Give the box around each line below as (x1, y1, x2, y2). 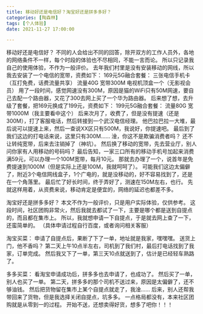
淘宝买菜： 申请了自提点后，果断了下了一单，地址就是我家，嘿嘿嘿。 (6, 235, 178, 242)
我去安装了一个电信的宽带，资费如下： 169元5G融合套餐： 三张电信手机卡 (6, 71, 190, 79)
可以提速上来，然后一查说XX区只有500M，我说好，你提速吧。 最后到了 (16, 125, 195, 132)
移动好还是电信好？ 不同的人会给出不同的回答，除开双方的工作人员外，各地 (6, 49, 194, 56)
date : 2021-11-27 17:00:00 (6, 26, 75, 32)
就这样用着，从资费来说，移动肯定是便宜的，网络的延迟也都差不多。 (6, 186, 177, 193)
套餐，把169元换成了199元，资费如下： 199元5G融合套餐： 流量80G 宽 (16, 102, 193, 110)
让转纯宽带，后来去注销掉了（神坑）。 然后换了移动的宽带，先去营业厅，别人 (6, 140, 197, 148)
